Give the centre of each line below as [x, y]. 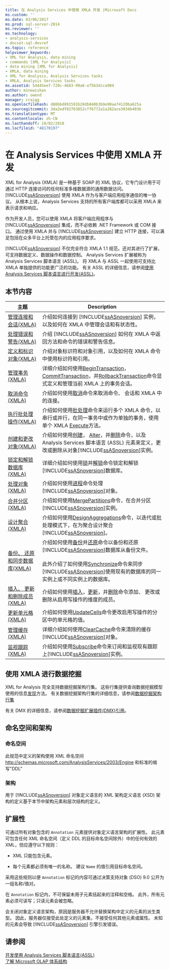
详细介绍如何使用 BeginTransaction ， [86, 368]
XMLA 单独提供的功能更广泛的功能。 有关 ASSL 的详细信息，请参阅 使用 [80, 268]
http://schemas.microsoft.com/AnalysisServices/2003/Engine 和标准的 [79, 762]
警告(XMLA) [22, 342]
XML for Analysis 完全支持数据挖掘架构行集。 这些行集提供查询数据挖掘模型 [84, 687]
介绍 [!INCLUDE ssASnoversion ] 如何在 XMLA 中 [99, 334]
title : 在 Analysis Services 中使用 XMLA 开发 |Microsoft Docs [71, 10]
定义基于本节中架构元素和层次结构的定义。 [58, 801]
